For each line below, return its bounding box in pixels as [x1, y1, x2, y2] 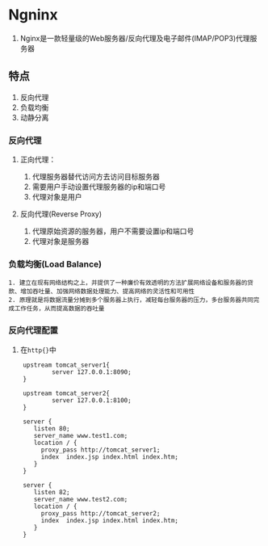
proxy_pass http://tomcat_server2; [40, 509, 161, 518]
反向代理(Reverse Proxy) [19, 209, 103, 219]
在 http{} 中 [19, 345, 57, 355]
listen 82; [33, 488, 70, 496]
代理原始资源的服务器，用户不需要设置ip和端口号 [31, 226, 195, 236]
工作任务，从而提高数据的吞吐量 [14, 304, 105, 313]
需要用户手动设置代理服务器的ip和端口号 [31, 182, 166, 191]
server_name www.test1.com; [33, 431, 128, 439]
